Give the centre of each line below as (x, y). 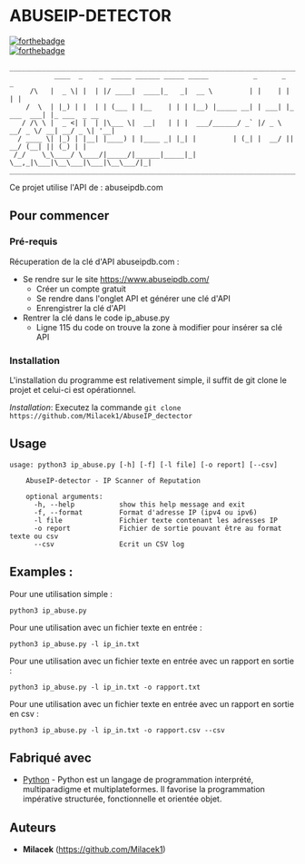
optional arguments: (64, 496)
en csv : (24, 713)
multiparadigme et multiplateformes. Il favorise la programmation (144, 790)
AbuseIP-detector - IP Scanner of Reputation (113, 481)
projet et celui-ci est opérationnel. (73, 389)
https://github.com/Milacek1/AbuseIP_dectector (101, 416)
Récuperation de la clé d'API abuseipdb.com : (94, 261)
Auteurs (33, 827)
